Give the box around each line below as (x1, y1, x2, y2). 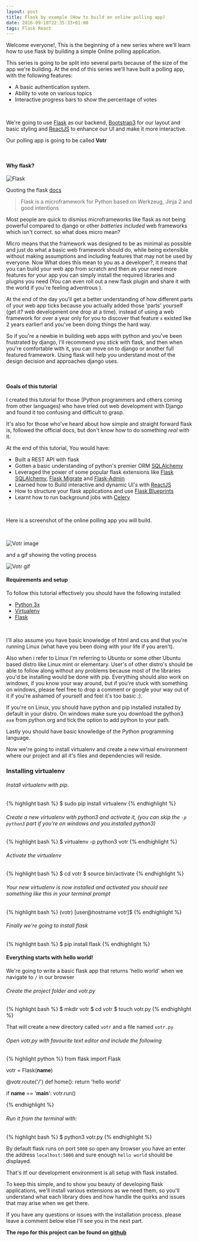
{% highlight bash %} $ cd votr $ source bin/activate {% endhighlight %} (6, 870, 184, 877)
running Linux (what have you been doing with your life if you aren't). (6, 642, 175, 650)
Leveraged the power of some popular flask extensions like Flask (14, 468, 174, 476)
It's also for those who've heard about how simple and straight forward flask (6, 420, 192, 427)
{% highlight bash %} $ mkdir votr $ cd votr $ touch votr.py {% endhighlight (6, 1006, 191, 1013)
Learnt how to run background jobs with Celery (14, 493, 130, 500)
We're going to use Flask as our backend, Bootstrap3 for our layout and (6, 119, 181, 126)
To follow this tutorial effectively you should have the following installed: (6, 589, 182, 597)
